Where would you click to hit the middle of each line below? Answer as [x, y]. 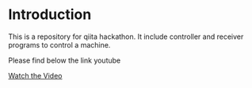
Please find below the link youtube [65, 60]
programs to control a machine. [59, 44]
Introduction [50, 15]
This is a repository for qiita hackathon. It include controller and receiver [126, 36]
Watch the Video [35, 75]
